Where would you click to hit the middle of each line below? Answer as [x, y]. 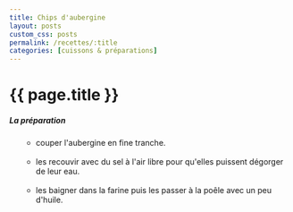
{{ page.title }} [64, 95]
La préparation [38, 120]
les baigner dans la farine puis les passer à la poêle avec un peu [154, 191]
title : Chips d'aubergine [57, 17]
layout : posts [36, 26]
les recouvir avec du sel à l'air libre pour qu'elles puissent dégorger [159, 162]
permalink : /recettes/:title [63, 42]
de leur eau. [58, 172]
